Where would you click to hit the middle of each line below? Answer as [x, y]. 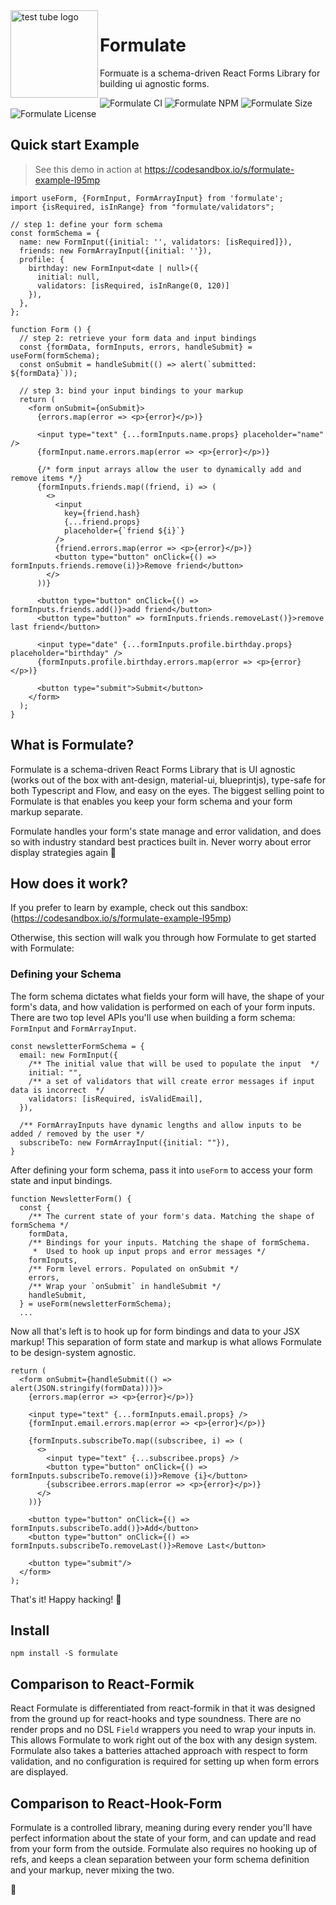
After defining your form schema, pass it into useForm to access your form [161, 1170]
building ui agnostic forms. [154, 83]
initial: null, [68, 277]
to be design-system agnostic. [73, 1352]
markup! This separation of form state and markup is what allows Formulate [166, 1341]
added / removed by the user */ [77, 1134]
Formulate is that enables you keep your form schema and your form [151, 801]
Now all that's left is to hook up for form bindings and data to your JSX [155, 1331]
